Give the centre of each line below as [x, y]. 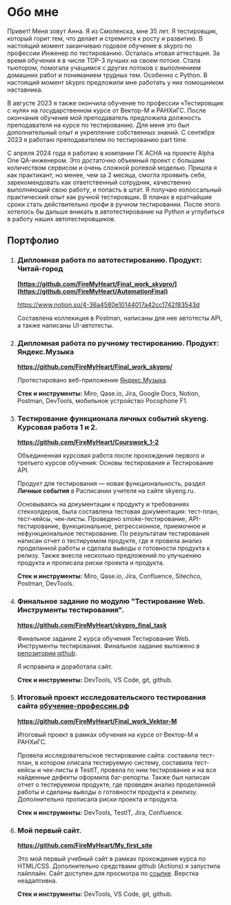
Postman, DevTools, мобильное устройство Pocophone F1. [102, 400]
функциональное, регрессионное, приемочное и [134, 526]
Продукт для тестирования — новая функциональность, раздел [111, 484]
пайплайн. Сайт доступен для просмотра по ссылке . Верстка [108, 873]
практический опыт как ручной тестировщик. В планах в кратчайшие [110, 196]
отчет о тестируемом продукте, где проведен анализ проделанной [116, 784]
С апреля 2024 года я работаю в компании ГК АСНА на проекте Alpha [111, 153]
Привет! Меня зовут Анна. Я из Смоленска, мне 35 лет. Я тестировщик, [113, 31]
